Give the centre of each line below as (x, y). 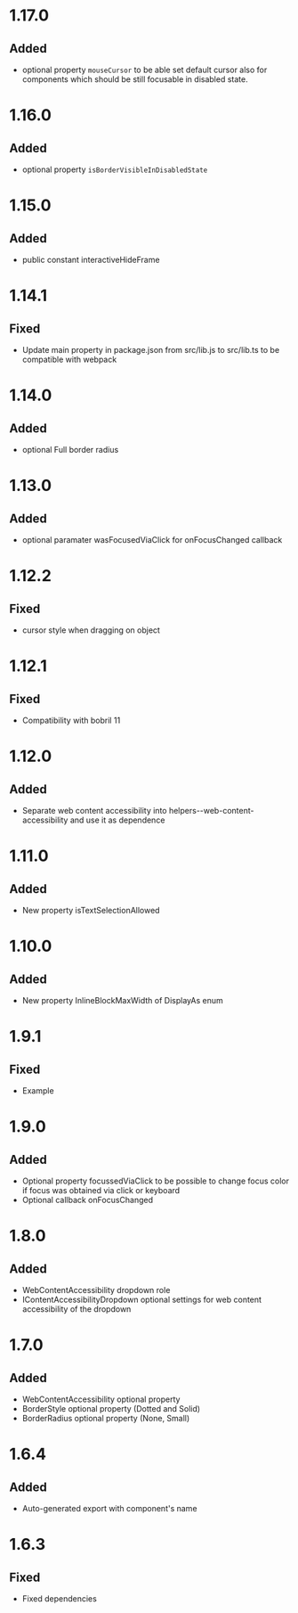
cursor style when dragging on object (91, 630)
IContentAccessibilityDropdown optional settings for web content (142, 1299)
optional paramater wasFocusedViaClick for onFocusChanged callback (152, 540)
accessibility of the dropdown (77, 1309)
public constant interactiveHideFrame (91, 260)
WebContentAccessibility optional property (101, 1399)
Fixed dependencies (60, 1599)
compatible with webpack (69, 359)
